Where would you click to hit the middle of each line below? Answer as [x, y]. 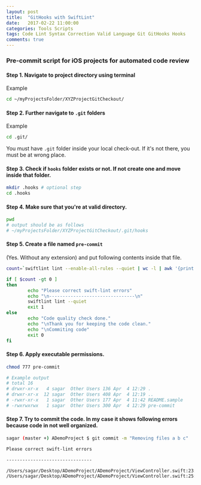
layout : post [22, 12]
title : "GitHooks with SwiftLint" [51, 17]
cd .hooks [19, 193]
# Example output [28, 378]
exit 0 [36, 335]
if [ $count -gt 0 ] [32, 279]
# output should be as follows [45, 225]
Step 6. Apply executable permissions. [55, 354]
